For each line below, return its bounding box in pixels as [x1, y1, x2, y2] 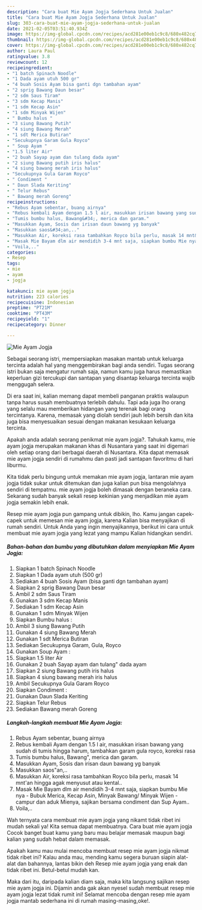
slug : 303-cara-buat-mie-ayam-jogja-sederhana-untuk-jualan [7, 20, 161, 26]
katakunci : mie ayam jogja [7, 288, 74, 294]
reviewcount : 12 [7, 59, 47, 65]
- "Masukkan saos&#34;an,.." [7, 227, 80, 233]
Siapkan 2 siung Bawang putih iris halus [15, 667, 114, 674]
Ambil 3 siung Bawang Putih [15, 622, 86, 629]
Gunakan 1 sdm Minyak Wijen [15, 609, 89, 616]
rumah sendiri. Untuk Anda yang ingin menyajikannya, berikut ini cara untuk [7, 523, 194, 530]
